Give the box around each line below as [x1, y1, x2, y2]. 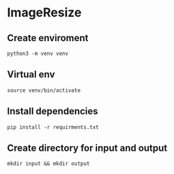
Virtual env [7, 69, 55, 80]
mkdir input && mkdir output [7, 160, 90, 167]
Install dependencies [7, 105, 98, 117]
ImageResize [7, 5, 82, 21]
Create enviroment [7, 32, 89, 44]
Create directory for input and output [7, 142, 168, 154]
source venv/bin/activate [7, 87, 81, 94]
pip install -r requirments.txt [7, 123, 99, 131]
